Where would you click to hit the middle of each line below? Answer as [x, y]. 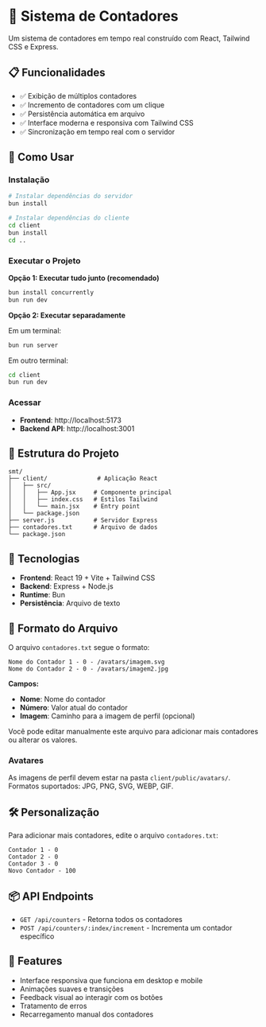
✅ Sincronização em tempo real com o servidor [97, 131]
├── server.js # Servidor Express [83, 520]
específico [37, 936]
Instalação [29, 180]
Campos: [24, 684]
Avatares [26, 761]
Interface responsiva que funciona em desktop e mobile [111, 980]
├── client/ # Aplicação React [83, 479]
